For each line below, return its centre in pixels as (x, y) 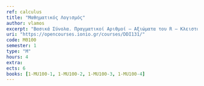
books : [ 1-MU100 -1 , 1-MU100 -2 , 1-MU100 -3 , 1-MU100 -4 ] (76, 74)
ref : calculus (24, 12)
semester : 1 (21, 46)
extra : (15, 62)
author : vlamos (25, 23)
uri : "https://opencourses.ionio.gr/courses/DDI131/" (76, 35)
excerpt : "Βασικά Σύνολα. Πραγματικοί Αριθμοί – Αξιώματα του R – (92, 29)
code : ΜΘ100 (21, 40)
